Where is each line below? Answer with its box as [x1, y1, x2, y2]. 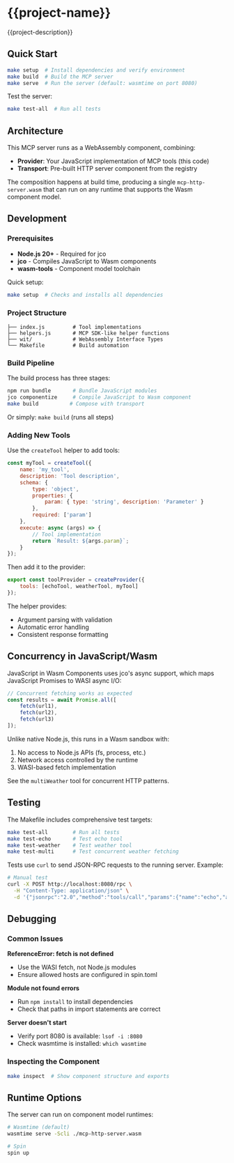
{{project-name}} [7, 5, 111, 21]
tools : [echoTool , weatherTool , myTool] [19, 583, 139, 590]
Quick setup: [7, 277, 44, 286]
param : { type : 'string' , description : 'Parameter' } [44, 498, 204, 506]
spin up [7, 1150, 30, 1157]
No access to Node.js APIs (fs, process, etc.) [17, 748, 146, 757]
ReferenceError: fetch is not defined [7, 950, 114, 958]
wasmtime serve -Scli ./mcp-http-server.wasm [7, 1130, 141, 1137]
